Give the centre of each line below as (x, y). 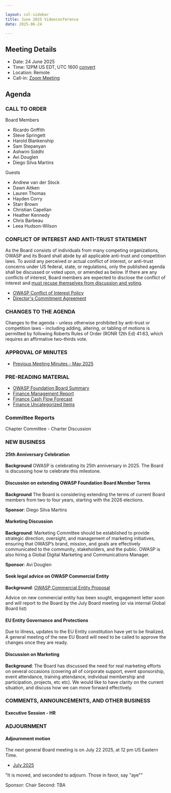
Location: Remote (31, 73)
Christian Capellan (32, 209)
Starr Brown (25, 204)
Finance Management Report (43, 394)
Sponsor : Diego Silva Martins (36, 510)
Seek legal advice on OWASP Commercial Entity (57, 576)
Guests (13, 172)
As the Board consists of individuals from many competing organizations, (82, 250)
